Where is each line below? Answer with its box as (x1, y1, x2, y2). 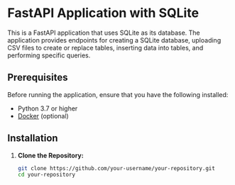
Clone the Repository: (17, 151, 84, 159)
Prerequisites (7, 72, 68, 84)
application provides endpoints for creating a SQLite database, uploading (7, 35, 222, 44)
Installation (7, 133, 58, 145)
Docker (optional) (17, 111, 69, 120)
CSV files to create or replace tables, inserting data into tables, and (7, 43, 204, 52)
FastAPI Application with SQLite (7, 5, 200, 21)
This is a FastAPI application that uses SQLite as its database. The (7, 28, 200, 37)
